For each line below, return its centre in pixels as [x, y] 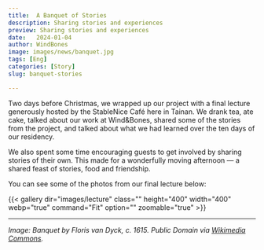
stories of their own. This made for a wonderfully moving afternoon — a [124, 160]
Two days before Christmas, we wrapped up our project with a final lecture [129, 103]
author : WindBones [38, 45]
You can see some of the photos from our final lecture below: [107, 184]
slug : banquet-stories [45, 74]
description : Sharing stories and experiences [86, 23]
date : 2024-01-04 [40, 37]
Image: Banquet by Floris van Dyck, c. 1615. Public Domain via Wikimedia [127, 230]
